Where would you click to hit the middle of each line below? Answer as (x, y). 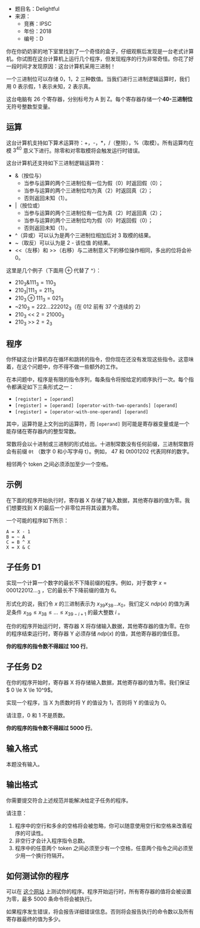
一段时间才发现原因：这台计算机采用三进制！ (61, 66)
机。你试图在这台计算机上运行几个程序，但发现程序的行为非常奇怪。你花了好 (100, 59)
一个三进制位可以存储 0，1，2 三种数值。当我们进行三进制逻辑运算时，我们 (98, 79)
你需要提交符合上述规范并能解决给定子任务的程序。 (69, 800)
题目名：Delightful (37, 9)
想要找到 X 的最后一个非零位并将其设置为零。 (67, 508)
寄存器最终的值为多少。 (35, 919)
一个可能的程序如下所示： (37, 520)
